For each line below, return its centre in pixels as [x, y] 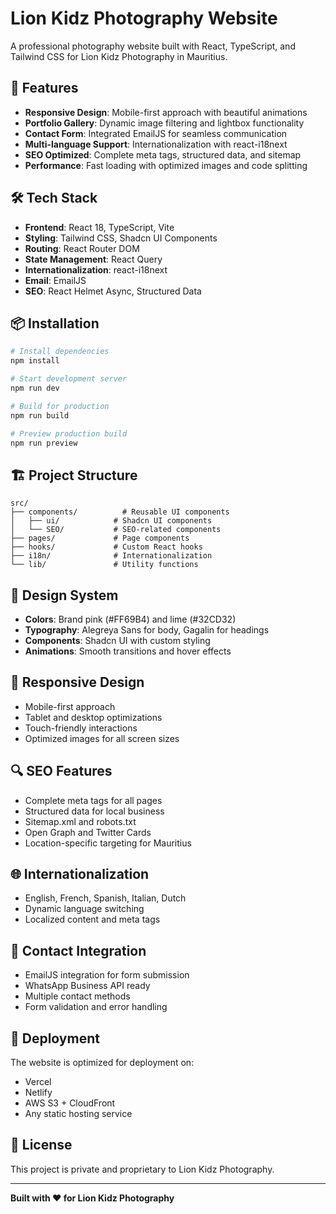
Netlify [38, 1093]
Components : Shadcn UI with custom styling [117, 640]
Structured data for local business [94, 811]
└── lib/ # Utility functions [104, 565]
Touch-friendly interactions [81, 728]
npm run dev [35, 388]
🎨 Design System [64, 595]
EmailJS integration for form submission [107, 975]
